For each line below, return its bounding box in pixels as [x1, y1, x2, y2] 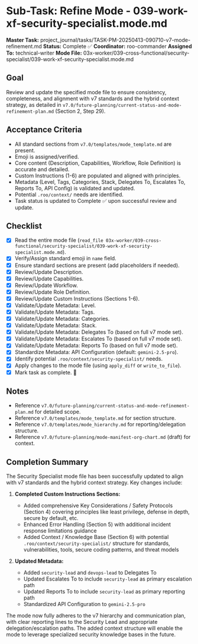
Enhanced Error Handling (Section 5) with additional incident [23, 521, 171, 528]
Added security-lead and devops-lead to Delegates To [23, 569, 157, 576]
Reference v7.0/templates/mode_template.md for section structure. [14, 415, 176, 422]
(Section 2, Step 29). [55, 107, 106, 114]
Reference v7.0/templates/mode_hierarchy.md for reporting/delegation [14, 421, 186, 428]
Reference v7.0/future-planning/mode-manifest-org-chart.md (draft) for [14, 433, 191, 441]
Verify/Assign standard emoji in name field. [14, 255, 116, 262]
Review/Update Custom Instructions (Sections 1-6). [14, 295, 140, 302]
